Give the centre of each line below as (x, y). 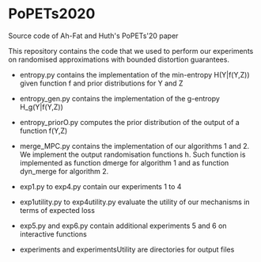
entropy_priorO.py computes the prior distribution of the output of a (129, 122)
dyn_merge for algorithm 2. (64, 171)
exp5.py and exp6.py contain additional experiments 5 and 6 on (123, 226)
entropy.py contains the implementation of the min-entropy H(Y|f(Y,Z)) (135, 74)
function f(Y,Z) (43, 131)
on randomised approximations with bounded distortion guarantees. (119, 59)
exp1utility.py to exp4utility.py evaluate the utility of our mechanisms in (135, 202)
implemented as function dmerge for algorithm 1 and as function (124, 162)
